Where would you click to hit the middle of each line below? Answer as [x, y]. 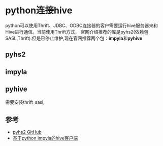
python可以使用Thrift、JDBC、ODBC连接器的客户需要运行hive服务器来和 [82, 25]
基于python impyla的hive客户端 [45, 138]
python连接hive [39, 10]
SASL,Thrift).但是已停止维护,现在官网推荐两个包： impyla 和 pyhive [74, 38]
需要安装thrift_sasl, [25, 102]
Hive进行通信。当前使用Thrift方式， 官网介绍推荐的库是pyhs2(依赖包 [77, 32]
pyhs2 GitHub [27, 132]
